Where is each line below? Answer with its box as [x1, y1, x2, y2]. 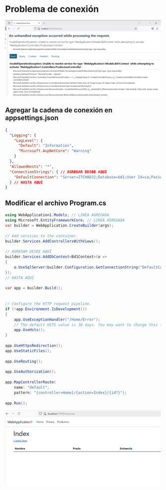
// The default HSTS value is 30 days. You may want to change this [14, 322, 158, 327]
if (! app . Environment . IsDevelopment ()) [5, 306, 87, 312]
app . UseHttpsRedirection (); [5, 343, 63, 348]
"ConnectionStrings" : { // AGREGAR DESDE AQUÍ [9, 169, 107, 174]
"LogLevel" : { [14, 138, 43, 143]
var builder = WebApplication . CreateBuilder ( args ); [5, 223, 114, 228]
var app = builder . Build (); [5, 286, 63, 291]
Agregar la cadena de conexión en [5, 106, 113, 114]
